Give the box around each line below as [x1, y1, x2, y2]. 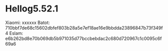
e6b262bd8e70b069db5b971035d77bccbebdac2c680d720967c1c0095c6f [5, 35, 162, 41]
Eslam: [9, 30, 24, 36]
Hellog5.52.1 [5, 3, 59, 14]
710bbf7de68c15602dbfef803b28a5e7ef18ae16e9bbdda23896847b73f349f [5, 24, 163, 30]
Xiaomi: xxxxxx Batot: [5, 19, 50, 25]
